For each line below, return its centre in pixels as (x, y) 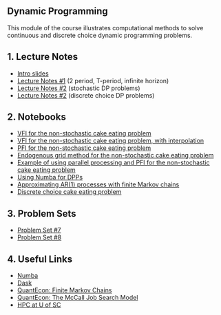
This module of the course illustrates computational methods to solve (105, 28)
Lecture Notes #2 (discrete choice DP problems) (86, 95)
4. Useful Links (40, 259)
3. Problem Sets (42, 214)
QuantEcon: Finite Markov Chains (64, 290)
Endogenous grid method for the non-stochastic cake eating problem (115, 155)
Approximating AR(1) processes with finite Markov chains (98, 184)
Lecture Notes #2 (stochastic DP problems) (78, 88)
